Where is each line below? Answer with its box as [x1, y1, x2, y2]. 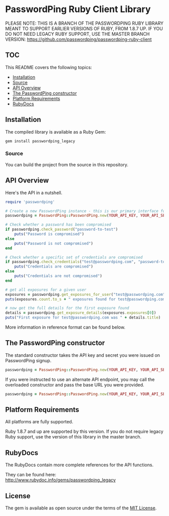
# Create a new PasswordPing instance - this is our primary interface [5, 208, 158, 214]
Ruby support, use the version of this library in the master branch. [5, 434, 142, 440]
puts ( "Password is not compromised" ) [14, 241, 94, 246]
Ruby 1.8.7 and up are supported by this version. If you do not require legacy [5, 428, 163, 434]
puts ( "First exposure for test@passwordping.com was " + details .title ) [5, 315, 161, 320]
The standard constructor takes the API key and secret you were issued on [5, 352, 160, 358]
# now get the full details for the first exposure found [5, 306, 129, 311]
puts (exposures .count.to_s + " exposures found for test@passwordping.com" [5, 296, 167, 302]
